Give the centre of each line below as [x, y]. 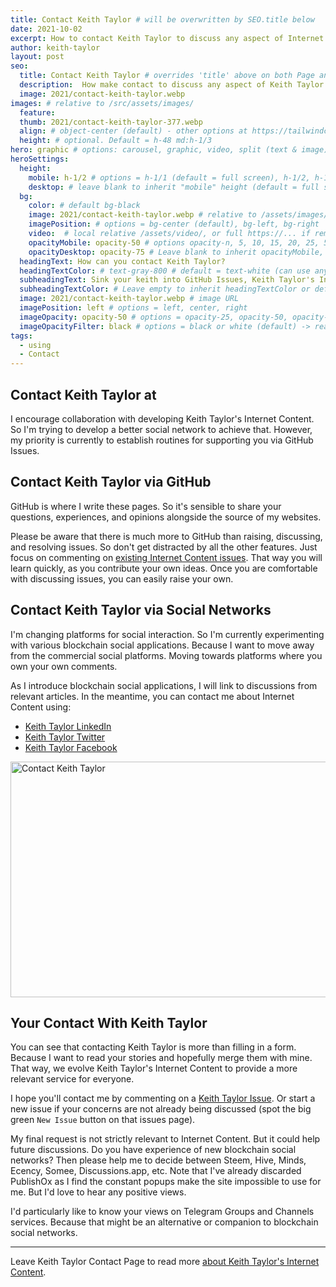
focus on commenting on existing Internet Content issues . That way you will [166, 557]
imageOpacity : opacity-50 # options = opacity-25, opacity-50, [153, 317]
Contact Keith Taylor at [83, 394]
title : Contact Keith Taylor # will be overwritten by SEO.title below [162, 19]
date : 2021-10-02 [46, 29]
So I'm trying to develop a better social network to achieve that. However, [161, 429]
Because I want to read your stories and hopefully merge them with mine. [161, 1058]
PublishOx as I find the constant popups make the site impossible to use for [166, 1182]
